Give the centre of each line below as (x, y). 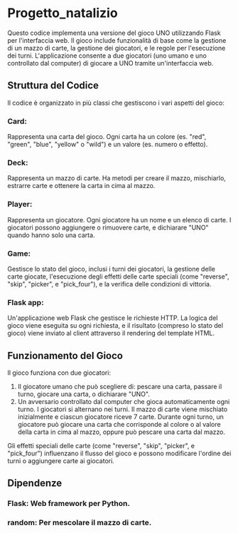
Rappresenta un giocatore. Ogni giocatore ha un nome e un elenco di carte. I (119, 219)
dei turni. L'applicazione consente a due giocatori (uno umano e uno (107, 56)
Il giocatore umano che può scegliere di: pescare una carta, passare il (120, 387)
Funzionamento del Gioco (65, 355)
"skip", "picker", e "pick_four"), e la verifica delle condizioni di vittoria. (109, 284)
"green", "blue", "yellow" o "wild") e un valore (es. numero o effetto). (108, 145)
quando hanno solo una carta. (51, 235)
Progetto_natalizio (63, 13)
